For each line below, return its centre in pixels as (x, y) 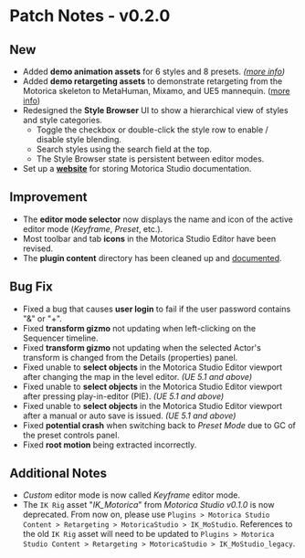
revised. (38, 248)
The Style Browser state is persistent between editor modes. (150, 159)
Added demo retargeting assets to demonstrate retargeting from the (152, 81)
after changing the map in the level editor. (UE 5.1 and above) (137, 376)
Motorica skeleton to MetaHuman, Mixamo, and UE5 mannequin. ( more (156, 91)
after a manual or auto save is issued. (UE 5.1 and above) (129, 416)
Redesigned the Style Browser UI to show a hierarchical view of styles (156, 110)
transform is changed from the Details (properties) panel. (130, 357)
